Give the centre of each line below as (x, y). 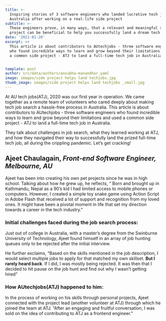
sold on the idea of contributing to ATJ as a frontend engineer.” (69, 314)
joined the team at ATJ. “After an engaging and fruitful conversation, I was (80, 308)
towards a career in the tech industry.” (44, 209)
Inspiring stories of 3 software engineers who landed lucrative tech (84, 14)
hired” (11, 274)
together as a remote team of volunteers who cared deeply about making (80, 102)
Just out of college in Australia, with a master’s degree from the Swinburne (81, 233)
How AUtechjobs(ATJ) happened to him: (54, 287)
